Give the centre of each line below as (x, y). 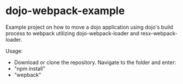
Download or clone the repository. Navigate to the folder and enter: (95, 62)
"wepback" (28, 75)
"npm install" (30, 68)
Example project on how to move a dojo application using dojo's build (89, 27)
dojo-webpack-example (65, 11)
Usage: (14, 51)
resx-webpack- (159, 33)
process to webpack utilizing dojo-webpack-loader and (72, 33)
